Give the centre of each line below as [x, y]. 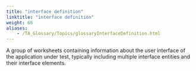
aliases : [17, 28]
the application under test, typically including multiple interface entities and [98, 57]
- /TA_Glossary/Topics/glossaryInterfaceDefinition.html [89, 34]
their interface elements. [36, 63]
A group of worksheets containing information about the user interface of [96, 50]
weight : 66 [20, 22]
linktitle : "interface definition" [50, 17]
